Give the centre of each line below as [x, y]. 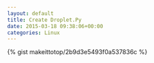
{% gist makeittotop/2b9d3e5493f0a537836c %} [77, 52]
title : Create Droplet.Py [44, 20]
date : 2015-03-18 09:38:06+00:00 [55, 26]
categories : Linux [33, 33]
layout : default [30, 13]
